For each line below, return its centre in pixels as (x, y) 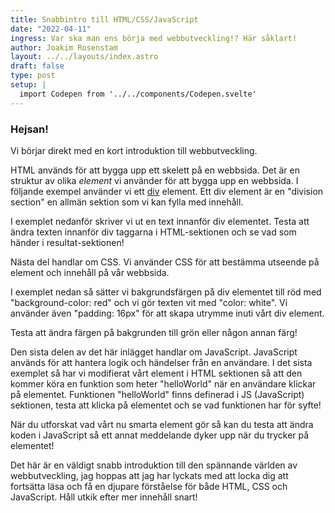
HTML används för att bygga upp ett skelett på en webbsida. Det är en (155, 170)
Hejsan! (29, 129)
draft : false (37, 66)
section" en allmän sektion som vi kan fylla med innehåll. (127, 202)
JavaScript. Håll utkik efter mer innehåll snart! (104, 497)
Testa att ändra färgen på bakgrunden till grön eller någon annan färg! (154, 332)
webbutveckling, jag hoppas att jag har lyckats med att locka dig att (149, 475)
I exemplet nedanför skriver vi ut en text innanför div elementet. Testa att (160, 221)
